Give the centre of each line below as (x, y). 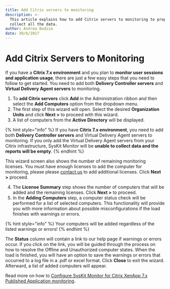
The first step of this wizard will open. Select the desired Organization (86, 109)
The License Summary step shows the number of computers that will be (88, 187)
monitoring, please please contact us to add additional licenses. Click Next (83, 172)
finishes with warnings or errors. (46, 214)
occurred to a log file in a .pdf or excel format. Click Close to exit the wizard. (85, 260)
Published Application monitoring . (40, 281)
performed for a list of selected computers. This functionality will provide (89, 203)
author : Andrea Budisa (29, 29)
